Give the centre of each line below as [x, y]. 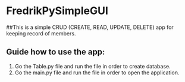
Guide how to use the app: [56, 52]
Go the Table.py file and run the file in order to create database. [93, 66]
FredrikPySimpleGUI [57, 11]
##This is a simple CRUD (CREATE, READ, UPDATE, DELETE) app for [90, 27]
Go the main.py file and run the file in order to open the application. [97, 73]
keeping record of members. [41, 33]
